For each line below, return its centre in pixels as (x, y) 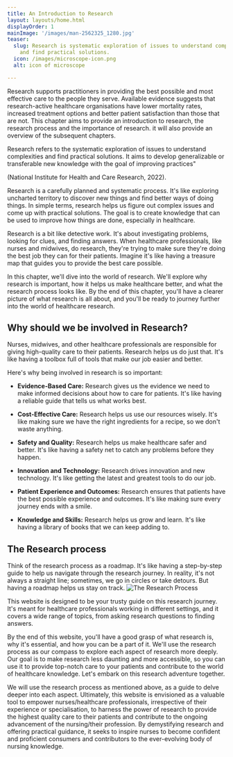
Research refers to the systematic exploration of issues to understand (107, 149)
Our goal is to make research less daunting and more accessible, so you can (116, 659)
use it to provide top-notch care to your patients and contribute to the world (115, 667)
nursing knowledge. (35, 747)
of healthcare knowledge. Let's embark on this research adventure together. (116, 674)
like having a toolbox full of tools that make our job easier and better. (105, 359)
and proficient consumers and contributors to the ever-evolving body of (110, 739)
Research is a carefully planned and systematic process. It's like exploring (113, 190)
